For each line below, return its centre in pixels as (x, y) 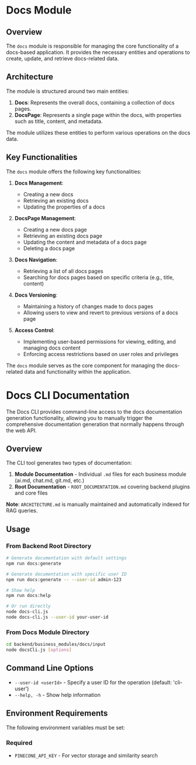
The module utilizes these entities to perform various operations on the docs (98, 132)
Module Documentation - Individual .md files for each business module (100, 474)
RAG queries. (22, 511)
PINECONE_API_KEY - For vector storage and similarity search (86, 755)
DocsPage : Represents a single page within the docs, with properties (98, 115)
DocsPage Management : (45, 218)
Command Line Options (50, 668)
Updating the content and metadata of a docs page (85, 242)
